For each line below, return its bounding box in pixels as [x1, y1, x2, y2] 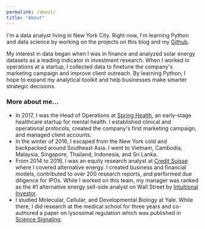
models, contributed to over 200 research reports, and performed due [15, 170, 192, 178]
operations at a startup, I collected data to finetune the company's [6, 62, 173, 70]
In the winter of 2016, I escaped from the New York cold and [15, 137, 167, 145]
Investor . [15, 189, 38, 197]
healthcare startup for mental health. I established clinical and [15, 118, 171, 126]
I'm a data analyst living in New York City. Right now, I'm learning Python [6, 31, 189, 39]
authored [15, 209, 39, 216]
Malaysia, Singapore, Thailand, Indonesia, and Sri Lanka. [15, 151, 158, 158]
